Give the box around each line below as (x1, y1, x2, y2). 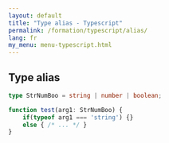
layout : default (8, 11, 62, 20)
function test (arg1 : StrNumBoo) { (8, 106, 124, 114)
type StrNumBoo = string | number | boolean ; (8, 91, 162, 99)
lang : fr (8, 33, 37, 42)
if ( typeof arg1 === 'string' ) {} (22, 113, 134, 122)
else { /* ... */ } (22, 121, 88, 129)
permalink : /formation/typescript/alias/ (8, 26, 148, 34)
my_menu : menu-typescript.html (8, 41, 112, 49)
